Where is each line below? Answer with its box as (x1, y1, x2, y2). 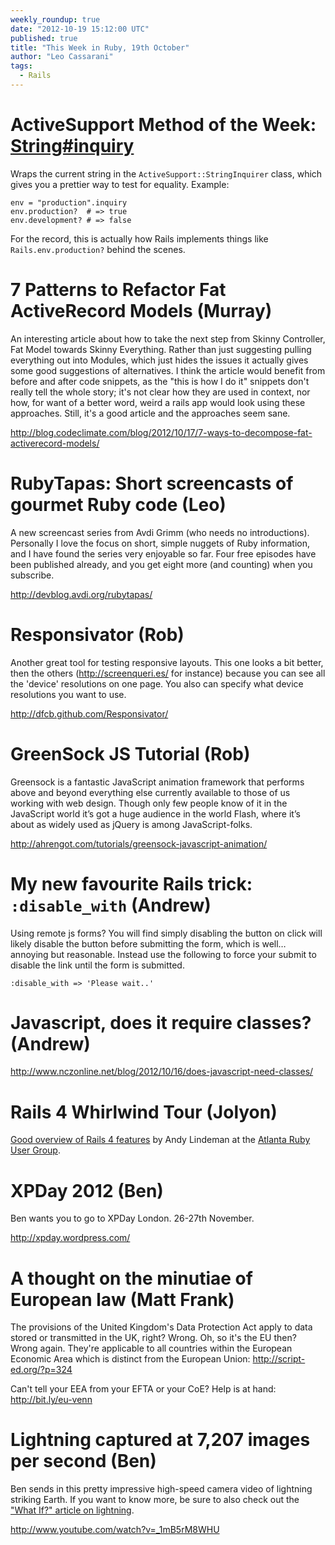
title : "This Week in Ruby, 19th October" (10, 42, 190, 53)
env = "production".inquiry (10, 197, 128, 208)
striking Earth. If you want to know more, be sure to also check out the (10, 1494, 300, 1506)
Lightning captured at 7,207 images (10, 1429, 311, 1451)
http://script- (252, 1353, 306, 1365)
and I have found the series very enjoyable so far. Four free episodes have (10, 547, 317, 560)
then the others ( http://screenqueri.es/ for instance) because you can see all (10, 667, 326, 679)
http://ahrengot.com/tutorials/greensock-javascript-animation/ (10, 837, 268, 850)
